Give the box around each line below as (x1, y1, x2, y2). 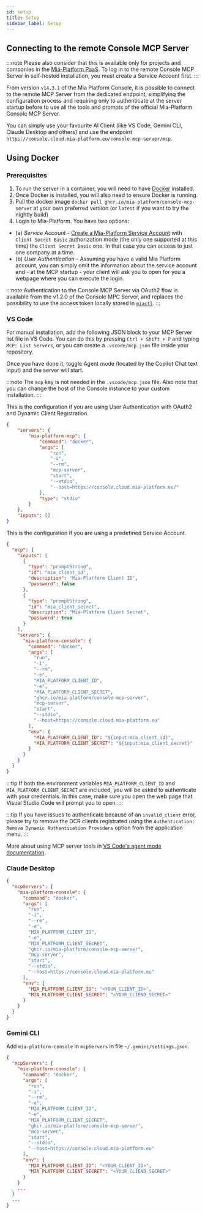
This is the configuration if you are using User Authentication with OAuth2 (6, 403, 193, 410)
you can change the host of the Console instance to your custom (6, 385, 170, 392)
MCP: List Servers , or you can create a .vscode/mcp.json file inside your (6, 342, 189, 349)
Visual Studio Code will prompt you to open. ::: (6, 799, 124, 806)
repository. (6, 348, 34, 355)
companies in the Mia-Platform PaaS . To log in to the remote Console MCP (6, 65, 195, 73)
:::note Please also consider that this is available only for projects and (6, 59, 181, 67)
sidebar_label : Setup (6, 20, 62, 26)
